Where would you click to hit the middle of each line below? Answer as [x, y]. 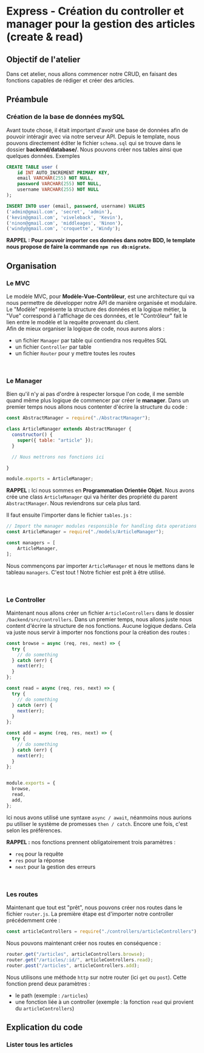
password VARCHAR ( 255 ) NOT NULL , [59, 184]
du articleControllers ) [45, 1008]
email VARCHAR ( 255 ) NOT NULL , [56, 178]
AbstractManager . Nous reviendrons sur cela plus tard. [74, 503]
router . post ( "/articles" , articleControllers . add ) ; [73, 966]
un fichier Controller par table [53, 347]
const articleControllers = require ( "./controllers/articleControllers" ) [102, 932]
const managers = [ [31, 543]
